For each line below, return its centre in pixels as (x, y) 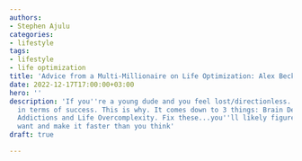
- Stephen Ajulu (40, 26)
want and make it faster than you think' (96, 127)
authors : (26, 18)
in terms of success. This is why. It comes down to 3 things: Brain (150, 110)
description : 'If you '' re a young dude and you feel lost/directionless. (151, 101)
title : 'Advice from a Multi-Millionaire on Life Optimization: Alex (142, 76)
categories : (31, 34)
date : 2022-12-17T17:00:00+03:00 (72, 85)
